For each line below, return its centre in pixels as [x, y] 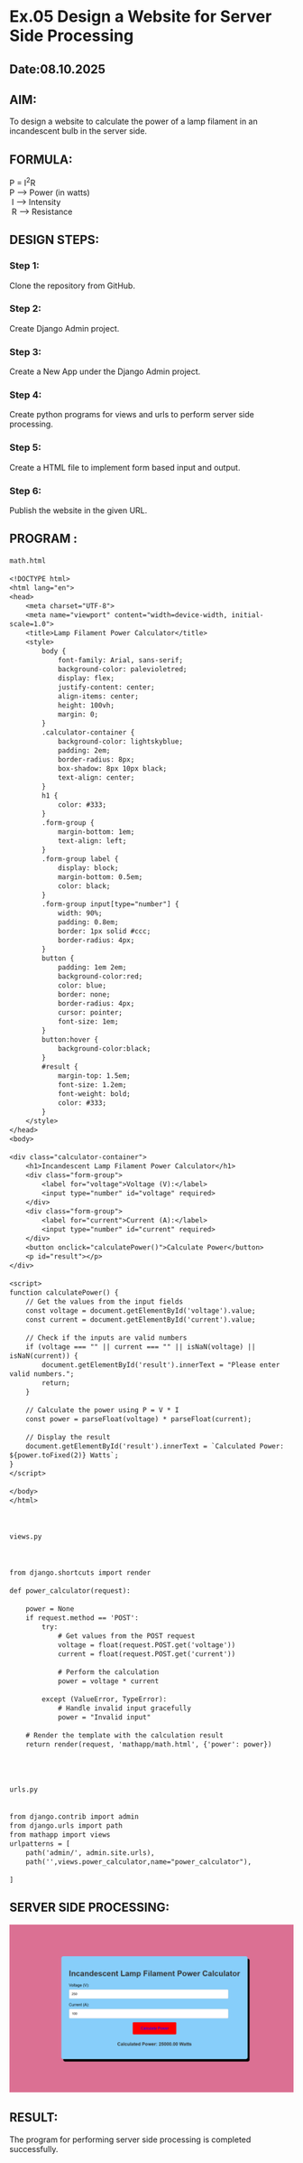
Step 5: [26, 447]
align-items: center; [98, 696]
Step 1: [24, 266]
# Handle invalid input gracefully [124, 1708]
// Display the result [68, 1437]
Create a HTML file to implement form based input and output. [125, 467]
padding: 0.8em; [88, 922]
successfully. [34, 2149]
